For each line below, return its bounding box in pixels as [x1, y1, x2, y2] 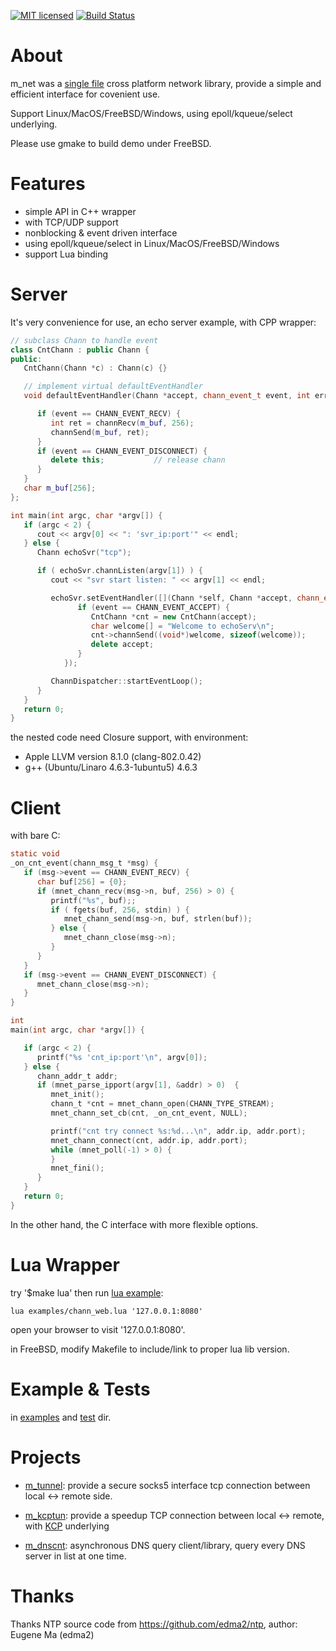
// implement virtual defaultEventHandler [23, 381, 203, 392]
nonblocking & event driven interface [24, 226, 178, 239]
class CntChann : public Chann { [10, 345, 150, 355]
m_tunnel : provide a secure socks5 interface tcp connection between [24, 1479, 311, 1491]
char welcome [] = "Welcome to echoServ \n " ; [90, 621, 275, 631]
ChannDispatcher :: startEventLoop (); [50, 676, 203, 686]
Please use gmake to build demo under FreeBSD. [10, 137, 212, 149]
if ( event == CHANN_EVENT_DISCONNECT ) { [36, 446, 208, 456]
